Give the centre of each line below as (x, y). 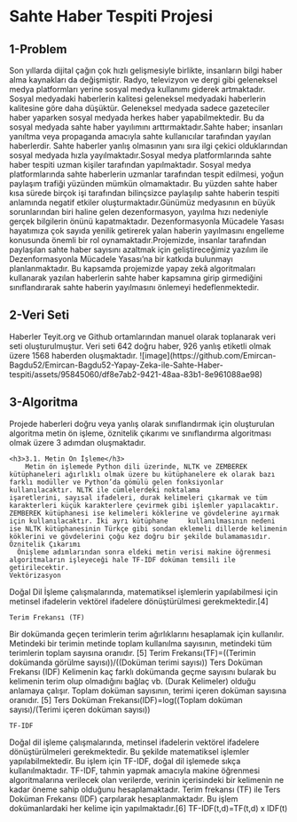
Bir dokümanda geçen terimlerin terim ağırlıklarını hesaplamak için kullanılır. (147, 634)
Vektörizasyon (35, 575)
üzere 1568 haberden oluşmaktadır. (74, 355)
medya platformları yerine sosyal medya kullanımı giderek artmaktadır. (137, 89)
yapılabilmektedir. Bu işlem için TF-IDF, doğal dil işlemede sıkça (125, 761)
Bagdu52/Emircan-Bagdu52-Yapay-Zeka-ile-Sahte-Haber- (116, 365)
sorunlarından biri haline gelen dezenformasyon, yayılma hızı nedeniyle (139, 212)
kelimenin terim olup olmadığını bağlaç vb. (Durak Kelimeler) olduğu (133, 681)
